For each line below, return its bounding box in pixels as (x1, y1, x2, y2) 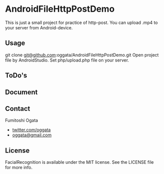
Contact (5, 104, 30, 113)
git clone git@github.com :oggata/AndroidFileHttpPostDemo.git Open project (5, 52, 159, 58)
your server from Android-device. (5, 24, 73, 30)
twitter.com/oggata (12, 127, 51, 133)
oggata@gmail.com (12, 132, 52, 138)
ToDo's (5, 71, 27, 80)
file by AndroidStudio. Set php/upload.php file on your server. (5, 57, 129, 63)
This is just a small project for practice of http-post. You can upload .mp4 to (5, 20, 158, 25)
